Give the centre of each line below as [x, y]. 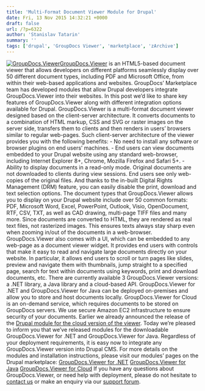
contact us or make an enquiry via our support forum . [74, 381]
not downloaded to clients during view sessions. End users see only [92, 174]
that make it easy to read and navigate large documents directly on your [97, 252]
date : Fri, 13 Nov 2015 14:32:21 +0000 [57, 18]
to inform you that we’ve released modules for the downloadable [88, 329]
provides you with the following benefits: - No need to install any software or [103, 141]
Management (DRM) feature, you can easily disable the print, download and [101, 186]
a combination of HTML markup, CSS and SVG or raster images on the [95, 122]
